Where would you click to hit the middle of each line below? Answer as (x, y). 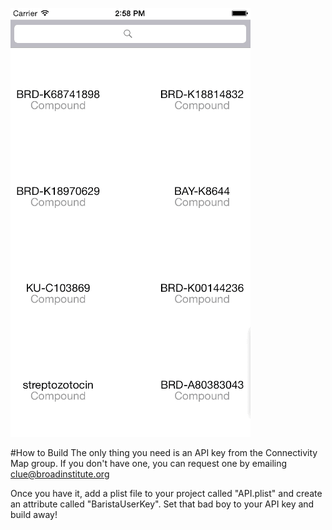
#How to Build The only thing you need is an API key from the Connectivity (164, 452)
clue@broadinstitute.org (60, 474)
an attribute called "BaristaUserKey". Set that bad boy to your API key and (162, 504)
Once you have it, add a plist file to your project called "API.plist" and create (166, 493)
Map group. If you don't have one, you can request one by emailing (149, 463)
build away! (34, 514)
